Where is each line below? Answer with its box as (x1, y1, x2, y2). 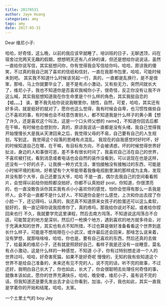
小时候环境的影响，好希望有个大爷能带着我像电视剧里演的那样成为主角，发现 (5, 167, 161, 173)
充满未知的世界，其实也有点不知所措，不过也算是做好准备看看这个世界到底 (9, 223, 161, 229)
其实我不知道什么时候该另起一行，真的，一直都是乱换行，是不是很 (23, 75, 158, 81)
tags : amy (5, 21, 26, 26)
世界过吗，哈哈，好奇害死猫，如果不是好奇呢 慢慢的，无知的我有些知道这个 (5, 254, 158, 260)
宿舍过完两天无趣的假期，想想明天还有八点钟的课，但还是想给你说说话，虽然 (5, 56, 161, 62)
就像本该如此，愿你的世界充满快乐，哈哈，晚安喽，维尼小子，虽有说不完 (5, 272, 152, 278)
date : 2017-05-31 (5, 26, 41, 31)
